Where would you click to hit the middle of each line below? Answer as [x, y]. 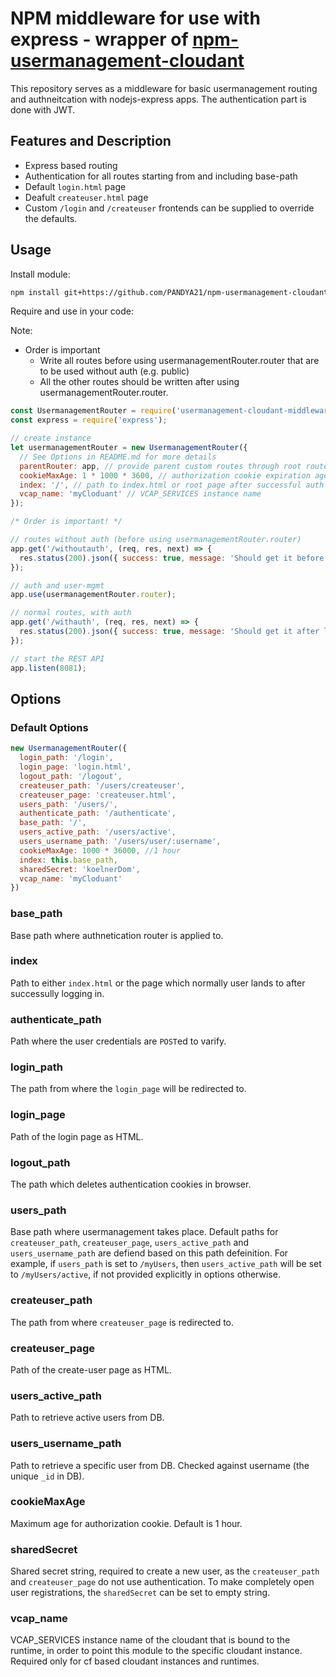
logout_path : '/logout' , [71, 776]
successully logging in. [57, 993]
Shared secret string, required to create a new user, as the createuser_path [165, 1571]
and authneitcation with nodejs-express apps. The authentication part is [158, 99]
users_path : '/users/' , [68, 804]
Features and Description [91, 141]
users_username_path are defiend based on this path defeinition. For [149, 1253]
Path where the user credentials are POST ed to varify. [118, 1041]
